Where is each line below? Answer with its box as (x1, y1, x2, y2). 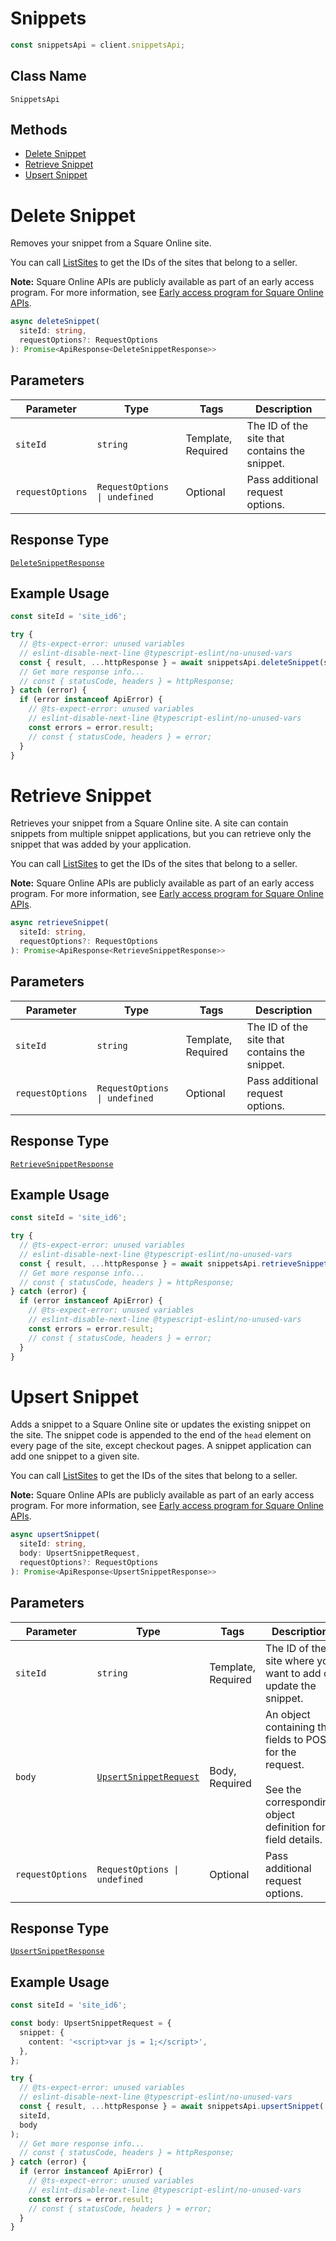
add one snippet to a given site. (10, 1450, 140, 1462)
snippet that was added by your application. (10, 838, 192, 851)
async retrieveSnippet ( (10, 918, 110, 928)
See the (265, 1782, 302, 1796)
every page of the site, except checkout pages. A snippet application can (10, 1440, 312, 1452)
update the (265, 1678, 317, 1692)
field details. (265, 1832, 323, 1846)
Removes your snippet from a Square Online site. (10, 237, 212, 249)
